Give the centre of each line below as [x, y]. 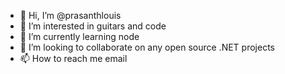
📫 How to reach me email [73, 58]
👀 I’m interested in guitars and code [93, 26]
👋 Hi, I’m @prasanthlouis [70, 15]
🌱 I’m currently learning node [79, 36]
